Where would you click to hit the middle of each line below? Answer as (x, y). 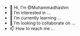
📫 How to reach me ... (32, 28)
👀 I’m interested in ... (30, 13)
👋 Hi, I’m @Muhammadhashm (39, 8)
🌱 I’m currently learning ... (35, 18)
